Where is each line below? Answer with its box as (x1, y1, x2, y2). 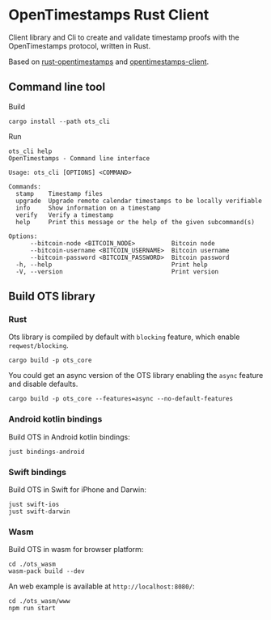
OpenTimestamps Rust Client (8, 6, 210, 24)
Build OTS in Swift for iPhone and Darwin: (8, 485, 147, 495)
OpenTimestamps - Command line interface (8, 154, 150, 163)
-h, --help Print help (15, 261, 208, 269)
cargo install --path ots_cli (8, 117, 111, 125)
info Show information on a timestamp (15, 204, 161, 212)
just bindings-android (8, 448, 85, 456)
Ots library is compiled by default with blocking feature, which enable (8, 332, 240, 342)
